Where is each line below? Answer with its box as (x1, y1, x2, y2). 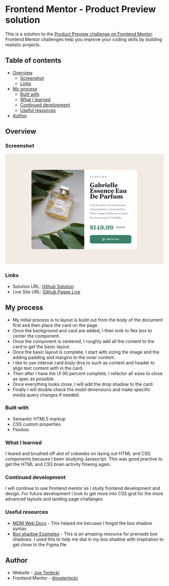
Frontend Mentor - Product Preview (5, 4, 156, 15)
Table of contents (5, 56, 61, 65)
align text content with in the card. (12, 365, 83, 371)
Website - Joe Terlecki (12, 569, 60, 575)
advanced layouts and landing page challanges (5, 496, 103, 502)
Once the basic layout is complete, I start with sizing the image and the (12, 349, 159, 355)
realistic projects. (5, 41, 41, 47)
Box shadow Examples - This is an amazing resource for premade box (12, 531, 158, 537)
